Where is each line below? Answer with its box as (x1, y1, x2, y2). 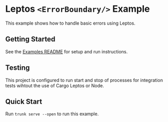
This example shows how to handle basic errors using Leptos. (5, 20, 136, 26)
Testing (5, 64, 30, 72)
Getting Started (5, 35, 56, 44)
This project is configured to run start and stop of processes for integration (5, 77, 163, 83)
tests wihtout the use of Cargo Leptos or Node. (5, 83, 104, 89)
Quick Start (5, 97, 42, 106)
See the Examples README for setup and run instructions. (5, 48, 128, 54)
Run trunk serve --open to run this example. (5, 111, 99, 117)
